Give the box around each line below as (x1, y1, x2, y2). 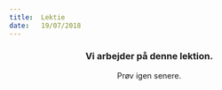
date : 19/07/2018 (9, 21, 82, 30)
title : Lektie (9, 12, 66, 22)
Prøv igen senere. (116, 70, 182, 80)
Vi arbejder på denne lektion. (85, 50, 213, 63)
